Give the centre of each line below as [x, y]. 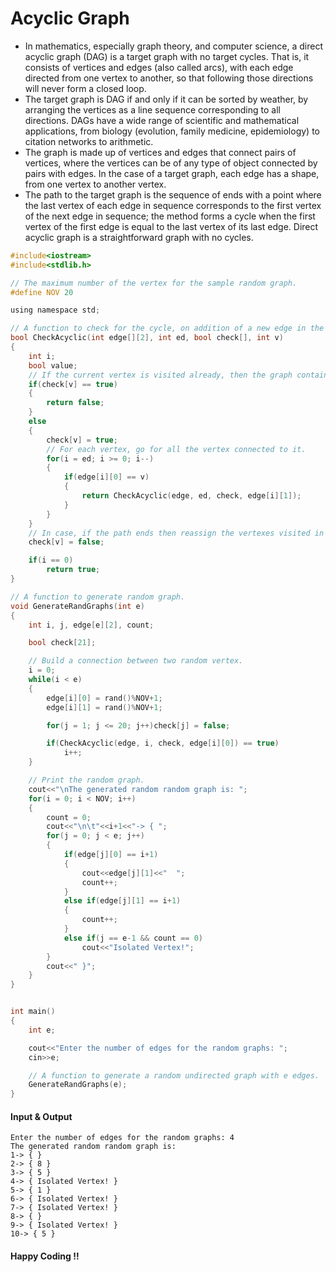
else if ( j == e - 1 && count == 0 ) [133, 938]
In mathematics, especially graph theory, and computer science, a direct [174, 46]
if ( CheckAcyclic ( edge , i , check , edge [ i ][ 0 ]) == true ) [163, 743]
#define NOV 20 [42, 292]
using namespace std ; [55, 310]
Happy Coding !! [45, 1256]
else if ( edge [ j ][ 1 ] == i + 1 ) [122, 901]
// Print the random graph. [86, 780]
